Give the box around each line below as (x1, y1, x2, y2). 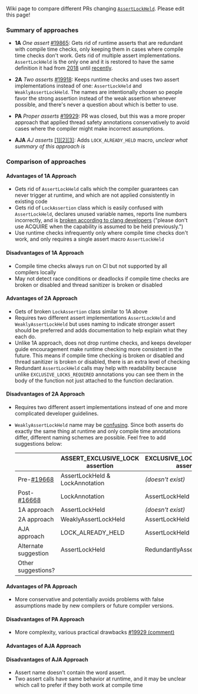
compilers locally (14, 268, 57, 275)
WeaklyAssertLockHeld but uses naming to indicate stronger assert (14, 320, 175, 327)
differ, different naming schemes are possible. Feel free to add (14, 434, 166, 441)
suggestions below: (14, 440, 62, 447)
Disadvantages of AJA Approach (6, 656, 88, 663)
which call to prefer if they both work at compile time (14, 682, 143, 689)
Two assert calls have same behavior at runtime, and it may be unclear (14, 675, 187, 682)
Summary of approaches (6, 26, 79, 34)
